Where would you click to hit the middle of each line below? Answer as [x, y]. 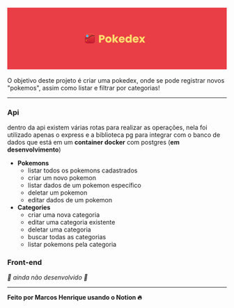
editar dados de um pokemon [70, 200]
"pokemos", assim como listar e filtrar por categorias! [84, 88]
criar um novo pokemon [62, 178]
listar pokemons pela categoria [72, 245]
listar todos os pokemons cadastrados [83, 170]
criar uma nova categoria [64, 215]
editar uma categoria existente [71, 222]
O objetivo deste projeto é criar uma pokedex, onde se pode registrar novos [116, 80]
